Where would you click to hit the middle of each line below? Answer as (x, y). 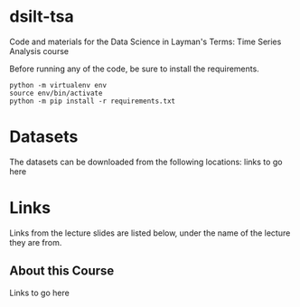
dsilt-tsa (42, 17)
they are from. (36, 242)
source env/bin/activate (56, 93)
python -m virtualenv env (58, 85)
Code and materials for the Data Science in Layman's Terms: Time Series (145, 42)
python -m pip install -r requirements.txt (93, 101)
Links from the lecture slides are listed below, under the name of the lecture (150, 233)
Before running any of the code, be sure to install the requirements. (134, 69)
